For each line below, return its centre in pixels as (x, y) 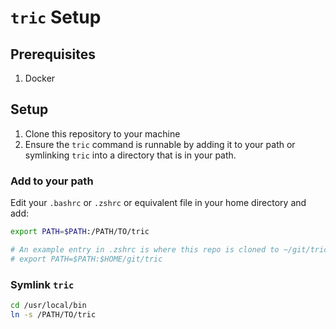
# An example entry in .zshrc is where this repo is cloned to (145, 249)
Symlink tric (42, 284)
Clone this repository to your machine (102, 133)
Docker (40, 78)
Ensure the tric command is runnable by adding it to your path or (160, 144)
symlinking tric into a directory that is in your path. (130, 155)
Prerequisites (53, 54)
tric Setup (56, 17)
